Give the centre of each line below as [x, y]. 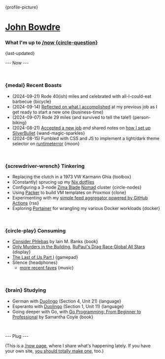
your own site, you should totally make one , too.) [54, 351]
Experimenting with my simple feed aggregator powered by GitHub [80, 198]
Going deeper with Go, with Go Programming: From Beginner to [77, 311]
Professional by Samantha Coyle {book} [53, 317]
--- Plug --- [17, 336]
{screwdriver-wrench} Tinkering [45, 166]
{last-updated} [20, 53]
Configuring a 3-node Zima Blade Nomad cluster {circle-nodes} [77, 187]
